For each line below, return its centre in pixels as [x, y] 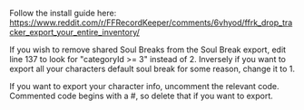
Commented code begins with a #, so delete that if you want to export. [142, 96]
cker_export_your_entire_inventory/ [75, 32]
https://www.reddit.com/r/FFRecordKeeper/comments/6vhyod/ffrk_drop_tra [151, 23]
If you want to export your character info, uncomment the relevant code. [144, 86]
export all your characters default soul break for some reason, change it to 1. [152, 69]
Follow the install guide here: [63, 13]
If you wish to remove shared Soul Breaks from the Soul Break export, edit [148, 50]
